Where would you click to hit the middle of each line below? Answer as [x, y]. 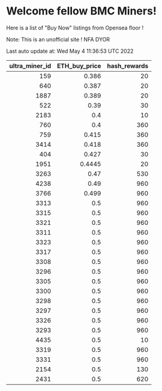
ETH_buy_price [79, 66]
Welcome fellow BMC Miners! [82, 11]
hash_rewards [128, 66]
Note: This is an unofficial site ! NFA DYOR [58, 39]
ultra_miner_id [30, 66]
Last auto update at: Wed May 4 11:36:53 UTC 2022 [70, 51]
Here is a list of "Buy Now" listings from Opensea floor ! [75, 28]
